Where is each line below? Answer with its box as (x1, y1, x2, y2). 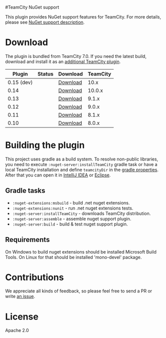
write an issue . (5, 293, 35, 299)
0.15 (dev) (7, 78, 33, 85)
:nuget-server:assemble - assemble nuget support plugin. (12, 215, 132, 221)
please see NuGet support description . (5, 19, 85, 25)
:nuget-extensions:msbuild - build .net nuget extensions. (12, 199, 130, 205)
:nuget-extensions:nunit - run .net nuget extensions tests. (12, 205, 134, 211)
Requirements (5, 235, 50, 244)
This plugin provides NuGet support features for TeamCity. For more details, (5, 14, 161, 19)
